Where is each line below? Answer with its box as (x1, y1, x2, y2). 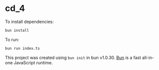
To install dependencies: (5, 19, 54, 24)
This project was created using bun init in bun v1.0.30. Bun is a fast (5, 55, 142, 60)
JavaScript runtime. (14, 59, 53, 65)
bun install (5, 28, 29, 33)
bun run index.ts (5, 46, 40, 51)
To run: (5, 36, 19, 42)
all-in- (142, 55, 154, 60)
